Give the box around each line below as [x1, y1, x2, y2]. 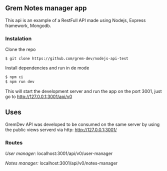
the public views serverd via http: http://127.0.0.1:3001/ [5, 126, 117, 132]
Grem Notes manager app [5, 4, 87, 12]
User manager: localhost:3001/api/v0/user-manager [5, 150, 113, 156]
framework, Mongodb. [5, 22, 51, 28]
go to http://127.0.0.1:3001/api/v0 [5, 93, 72, 99]
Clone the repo [5, 46, 36, 52]
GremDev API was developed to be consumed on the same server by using [5, 121, 160, 127]
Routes [5, 139, 23, 146]
